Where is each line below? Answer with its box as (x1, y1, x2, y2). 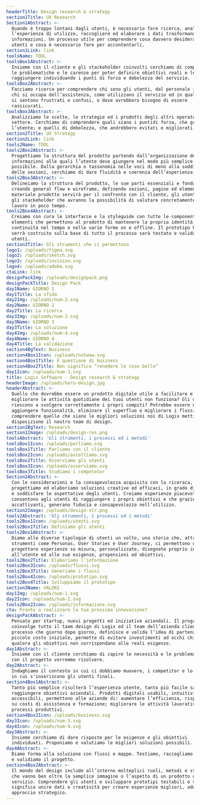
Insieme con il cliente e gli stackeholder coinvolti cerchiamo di (11, 64, 183, 70)
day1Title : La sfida (6, 291, 58, 297)
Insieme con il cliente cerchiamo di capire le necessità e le (11, 651, 171, 657)
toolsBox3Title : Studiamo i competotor (6, 468, 105, 474)
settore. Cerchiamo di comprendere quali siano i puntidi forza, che (11, 120, 187, 126)
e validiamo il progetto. (11, 757, 76, 763)
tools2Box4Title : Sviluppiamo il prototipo (6, 579, 116, 585)
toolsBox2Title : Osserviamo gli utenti (6, 457, 105, 464)
